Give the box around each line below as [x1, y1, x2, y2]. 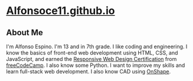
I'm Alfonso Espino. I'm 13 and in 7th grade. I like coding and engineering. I [6, 43, 188, 50]
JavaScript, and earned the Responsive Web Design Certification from [6, 56, 177, 62]
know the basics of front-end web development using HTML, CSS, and [6, 49, 178, 56]
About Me [6, 28, 43, 38]
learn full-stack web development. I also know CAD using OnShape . [6, 68, 171, 75]
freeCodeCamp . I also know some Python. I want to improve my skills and [6, 62, 185, 69]
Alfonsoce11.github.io [6, 4, 115, 18]
